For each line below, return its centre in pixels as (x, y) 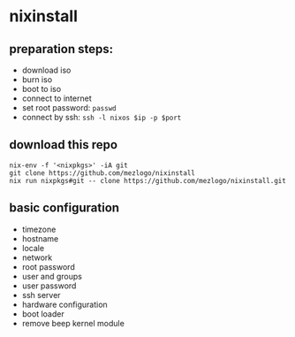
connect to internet (57, 98)
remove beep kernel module (73, 323)
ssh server (41, 295)
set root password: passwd (69, 107)
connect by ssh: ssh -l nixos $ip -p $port (102, 117)
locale (33, 248)
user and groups (52, 276)
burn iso (37, 80)
